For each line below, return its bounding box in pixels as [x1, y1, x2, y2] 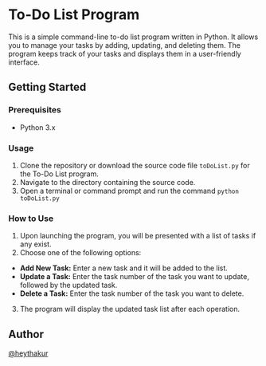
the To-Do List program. [19, 169, 100, 179]
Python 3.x [19, 122, 56, 132]
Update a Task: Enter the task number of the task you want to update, [19, 272, 249, 281]
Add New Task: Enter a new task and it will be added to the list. [19, 263, 229, 273]
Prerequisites [8, 104, 61, 116]
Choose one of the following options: [19, 248, 142, 258]
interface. [8, 57, 40, 67]
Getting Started [8, 81, 87, 94]
